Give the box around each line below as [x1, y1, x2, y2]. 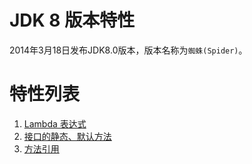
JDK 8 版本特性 [9, 9, 136, 32]
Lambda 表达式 [23, 117, 87, 130]
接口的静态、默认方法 [23, 130, 112, 142]
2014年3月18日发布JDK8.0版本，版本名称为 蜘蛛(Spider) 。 [9, 44, 248, 56]
